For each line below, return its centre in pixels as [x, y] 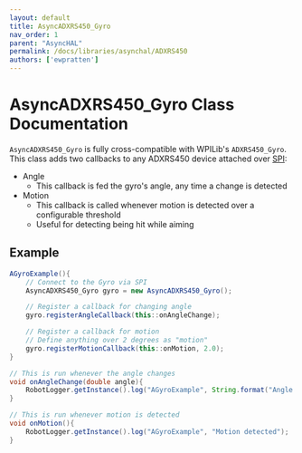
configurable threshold [78, 215]
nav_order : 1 [34, 34]
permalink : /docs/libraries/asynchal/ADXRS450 [99, 52]
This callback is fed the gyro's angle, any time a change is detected [161, 186]
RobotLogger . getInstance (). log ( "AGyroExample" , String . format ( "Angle [160, 390]
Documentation [69, 124]
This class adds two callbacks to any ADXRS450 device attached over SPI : [148, 159]
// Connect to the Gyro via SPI [86, 282]
